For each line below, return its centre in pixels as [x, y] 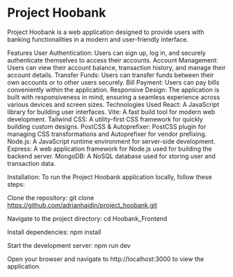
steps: [16, 184]
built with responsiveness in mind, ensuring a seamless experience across [114, 97]
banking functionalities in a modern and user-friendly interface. [98, 39]
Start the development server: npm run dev [69, 245]
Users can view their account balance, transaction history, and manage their [116, 67]
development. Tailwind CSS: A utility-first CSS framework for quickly [105, 119]
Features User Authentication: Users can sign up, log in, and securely [107, 53]
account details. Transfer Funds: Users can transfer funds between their [111, 75]
